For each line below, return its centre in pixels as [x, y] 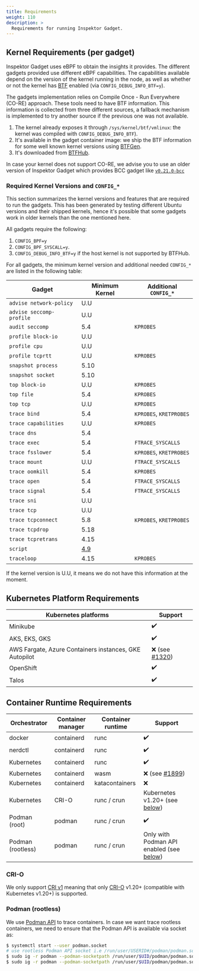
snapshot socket [32, 375]
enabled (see [161, 849]
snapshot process [33, 366]
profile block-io [33, 337]
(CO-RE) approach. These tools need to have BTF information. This [88, 103]
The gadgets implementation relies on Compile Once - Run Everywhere [93, 97]
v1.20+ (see [161, 800]
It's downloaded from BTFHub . [52, 153]
